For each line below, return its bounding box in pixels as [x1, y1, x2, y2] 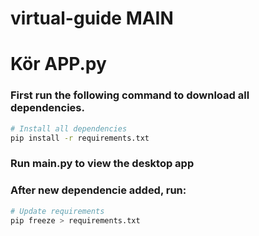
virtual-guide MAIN [10, 7, 174, 30]
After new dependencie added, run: [10, 183, 187, 197]
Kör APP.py [10, 53, 107, 76]
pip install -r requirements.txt [10, 133, 150, 143]
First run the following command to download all [10, 88, 250, 102]
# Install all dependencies [10, 123, 128, 134]
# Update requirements [10, 206, 105, 216]
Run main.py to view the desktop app [10, 157, 195, 171]
